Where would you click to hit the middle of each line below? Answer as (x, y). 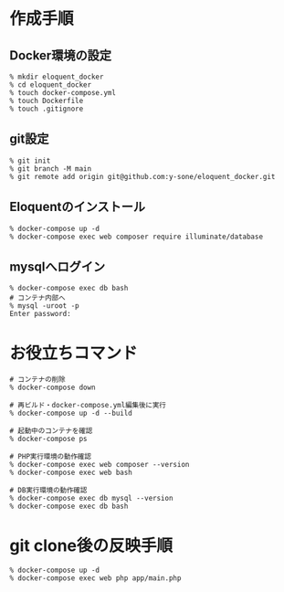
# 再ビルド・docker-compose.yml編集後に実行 (88, 406)
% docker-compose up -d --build (71, 413)
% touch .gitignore (47, 109)
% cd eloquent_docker (51, 85)
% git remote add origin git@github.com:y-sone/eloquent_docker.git (142, 176)
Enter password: (40, 314)
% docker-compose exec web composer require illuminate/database (136, 237)
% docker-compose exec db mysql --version (91, 499)
